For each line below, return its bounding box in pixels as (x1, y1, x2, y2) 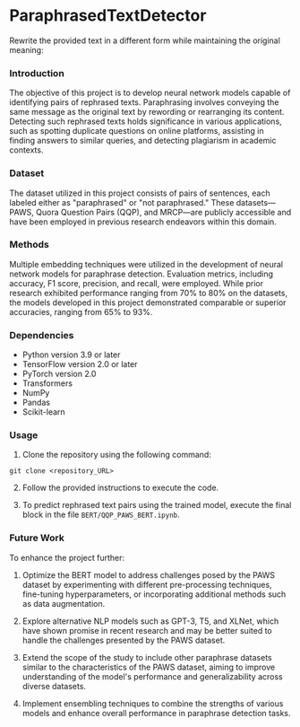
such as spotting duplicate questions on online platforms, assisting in (9, 126, 264, 136)
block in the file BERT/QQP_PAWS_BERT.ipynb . (21, 509, 181, 521)
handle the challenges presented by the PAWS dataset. (21, 635, 226, 645)
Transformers (21, 378, 73, 389)
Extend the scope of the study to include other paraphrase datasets (21, 652, 272, 662)
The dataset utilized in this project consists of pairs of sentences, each (9, 188, 270, 198)
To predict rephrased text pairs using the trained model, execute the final (21, 500, 292, 511)
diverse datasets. (21, 680, 87, 691)
